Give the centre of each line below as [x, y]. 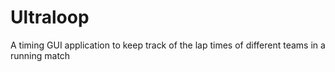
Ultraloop [50, 17]
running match [40, 55]
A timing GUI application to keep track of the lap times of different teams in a [168, 45]
